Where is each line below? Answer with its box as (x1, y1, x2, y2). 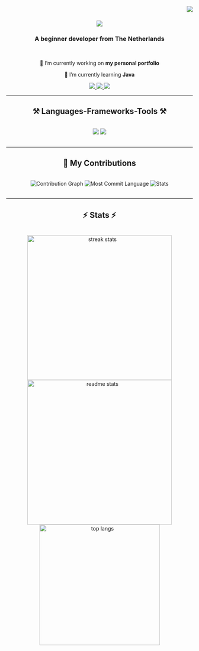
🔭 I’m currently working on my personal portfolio (39, 59, 160, 67)
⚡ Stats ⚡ (82, 210, 117, 220)
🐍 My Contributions (63, 158, 136, 168)
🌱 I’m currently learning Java (64, 71, 135, 78)
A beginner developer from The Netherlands (34, 35, 165, 43)
